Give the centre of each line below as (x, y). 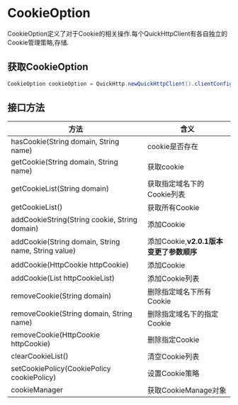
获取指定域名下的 (176, 184)
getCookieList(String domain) (60, 189)
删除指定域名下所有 (180, 292)
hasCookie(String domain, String (65, 142)
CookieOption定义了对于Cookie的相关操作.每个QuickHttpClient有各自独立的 (118, 33)
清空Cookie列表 (174, 357)
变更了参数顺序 (172, 252)
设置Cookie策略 (174, 374)
